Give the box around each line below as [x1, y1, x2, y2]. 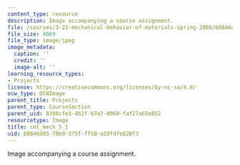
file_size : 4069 [7, 30, 56, 38]
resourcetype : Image [7, 116, 69, 124]
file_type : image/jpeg [7, 37, 75, 44]
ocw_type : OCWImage [7, 90, 66, 97]
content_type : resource [7, 10, 79, 18]
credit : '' [14, 57, 46, 64]
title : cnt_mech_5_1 [7, 123, 69, 131]
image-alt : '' [14, 64, 56, 71]
